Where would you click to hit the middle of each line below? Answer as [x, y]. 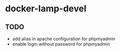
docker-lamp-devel [46, 9]
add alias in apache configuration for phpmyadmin [64, 39]
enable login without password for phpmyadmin [61, 44]
